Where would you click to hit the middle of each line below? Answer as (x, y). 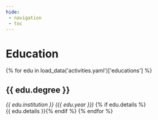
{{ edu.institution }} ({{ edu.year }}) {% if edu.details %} (76, 105)
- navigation (25, 18)
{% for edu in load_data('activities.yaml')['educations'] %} (79, 70)
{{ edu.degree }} (38, 90)
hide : (13, 12)
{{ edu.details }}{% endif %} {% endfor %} (59, 111)
